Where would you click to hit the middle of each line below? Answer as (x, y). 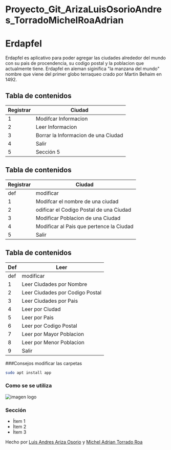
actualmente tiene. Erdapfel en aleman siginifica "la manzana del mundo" (82, 69)
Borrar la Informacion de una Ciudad (79, 135)
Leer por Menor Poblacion (53, 342)
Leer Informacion (56, 127)
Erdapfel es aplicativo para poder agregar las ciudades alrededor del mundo (86, 58)
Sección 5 (48, 152)
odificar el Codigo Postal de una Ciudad (83, 210)
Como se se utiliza (29, 386)
